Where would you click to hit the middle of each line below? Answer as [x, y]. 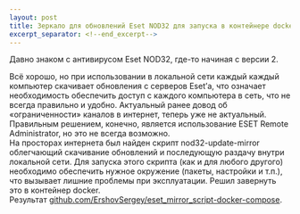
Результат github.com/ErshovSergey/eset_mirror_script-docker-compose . [146, 200]
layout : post [33, 17]
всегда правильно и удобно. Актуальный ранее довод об [118, 105]
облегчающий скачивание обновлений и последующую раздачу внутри [147, 152]
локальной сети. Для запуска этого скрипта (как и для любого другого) [146, 162]
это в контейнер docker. [55, 190]
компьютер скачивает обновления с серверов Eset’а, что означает [137, 86]
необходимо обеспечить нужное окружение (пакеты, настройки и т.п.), [146, 171]
